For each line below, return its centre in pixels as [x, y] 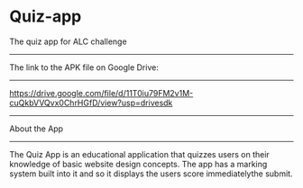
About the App [37, 129]
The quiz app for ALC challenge [69, 41]
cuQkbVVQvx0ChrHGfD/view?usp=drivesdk [91, 103]
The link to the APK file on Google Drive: [84, 67]
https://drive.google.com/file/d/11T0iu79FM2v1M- [101, 93]
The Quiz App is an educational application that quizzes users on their [140, 154]
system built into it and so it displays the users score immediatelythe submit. [151, 174]
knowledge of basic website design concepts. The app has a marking [138, 164]
